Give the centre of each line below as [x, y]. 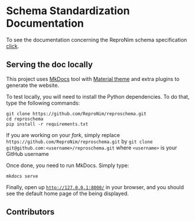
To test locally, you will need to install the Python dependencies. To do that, [98, 96]
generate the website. [33, 85]
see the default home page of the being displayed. [67, 193]
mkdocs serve [22, 176]
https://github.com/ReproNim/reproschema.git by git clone [79, 141]
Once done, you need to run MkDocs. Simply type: [68, 165]
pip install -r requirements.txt [47, 124]
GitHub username [27, 154]
